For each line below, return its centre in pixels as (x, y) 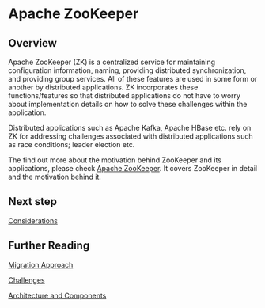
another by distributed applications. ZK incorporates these (103, 87)
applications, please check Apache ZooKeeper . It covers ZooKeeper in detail (133, 168)
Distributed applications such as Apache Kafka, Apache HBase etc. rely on (130, 128)
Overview (33, 43)
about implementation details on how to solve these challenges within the (128, 104)
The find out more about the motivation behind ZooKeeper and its (115, 160)
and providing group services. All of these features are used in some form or (133, 79)
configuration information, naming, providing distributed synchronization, (127, 70)
